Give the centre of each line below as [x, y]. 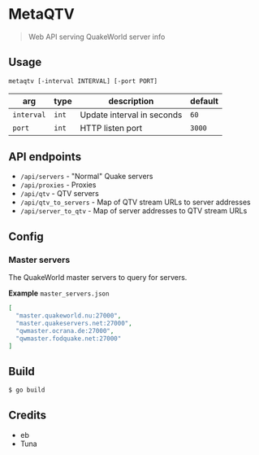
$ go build [27, 390]
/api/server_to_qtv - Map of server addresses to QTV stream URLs [134, 211]
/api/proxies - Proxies [58, 185]
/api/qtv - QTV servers [59, 194]
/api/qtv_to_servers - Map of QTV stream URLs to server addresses [135, 202]
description [131, 101]
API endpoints [45, 157]
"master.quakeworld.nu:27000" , [69, 316]
